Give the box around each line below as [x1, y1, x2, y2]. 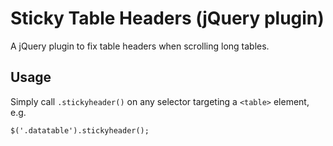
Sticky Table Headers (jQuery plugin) [10, 7, 325, 30]
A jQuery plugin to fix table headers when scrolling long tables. [10, 40, 270, 52]
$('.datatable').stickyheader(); [10, 125, 150, 136]
